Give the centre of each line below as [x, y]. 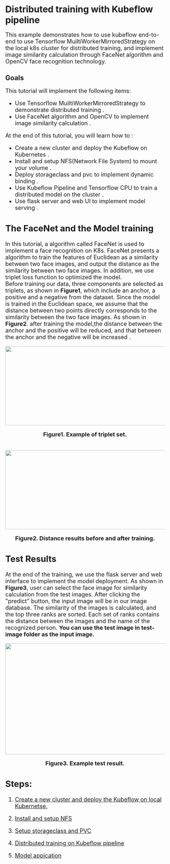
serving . [27, 208]
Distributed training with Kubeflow [79, 9]
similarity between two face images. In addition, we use [80, 271]
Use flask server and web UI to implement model [80, 201]
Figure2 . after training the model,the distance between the [84, 324]
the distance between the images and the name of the [78, 621]
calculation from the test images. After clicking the [73, 595]
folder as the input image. [59, 635]
